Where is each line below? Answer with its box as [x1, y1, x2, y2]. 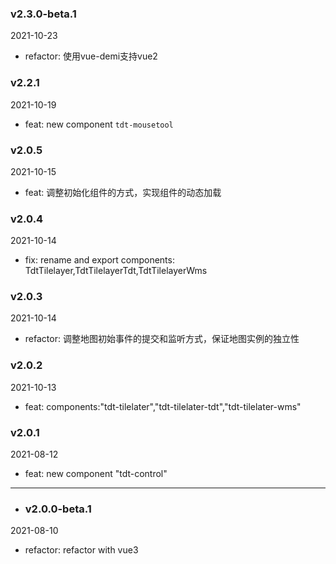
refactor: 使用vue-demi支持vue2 [24, 50, 158, 62]
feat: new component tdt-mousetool [24, 118, 174, 130]
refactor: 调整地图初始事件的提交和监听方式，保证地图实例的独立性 [24, 333, 300, 345]
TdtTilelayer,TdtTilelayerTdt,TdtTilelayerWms [24, 265, 208, 277]
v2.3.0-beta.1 [10, 7, 77, 21]
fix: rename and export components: [24, 254, 175, 266]
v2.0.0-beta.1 [24, 502, 92, 516]
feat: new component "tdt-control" [24, 468, 168, 480]
